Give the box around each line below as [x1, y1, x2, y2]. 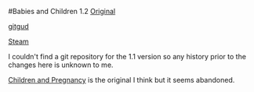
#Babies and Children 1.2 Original [8, 7, 116, 16]
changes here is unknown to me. [8, 60, 114, 69]
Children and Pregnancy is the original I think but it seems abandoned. [8, 76, 235, 84]
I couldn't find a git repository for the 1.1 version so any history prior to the [8, 52, 247, 61]
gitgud [8, 22, 29, 30]
